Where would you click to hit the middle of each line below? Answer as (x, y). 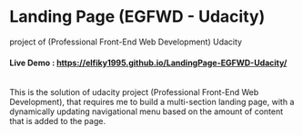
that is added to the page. (58, 121)
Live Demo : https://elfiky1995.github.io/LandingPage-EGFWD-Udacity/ (148, 63)
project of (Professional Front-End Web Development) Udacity (126, 42)
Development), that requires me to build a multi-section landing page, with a (152, 102)
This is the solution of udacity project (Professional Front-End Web (134, 92)
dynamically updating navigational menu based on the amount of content (146, 111)
